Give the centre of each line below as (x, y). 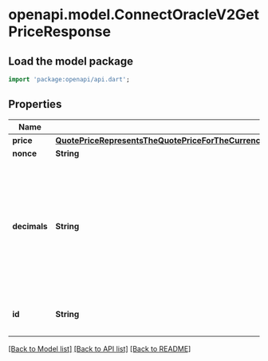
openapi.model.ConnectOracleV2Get (134, 15)
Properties (35, 104)
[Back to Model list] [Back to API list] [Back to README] (100, 348)
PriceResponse (60, 32)
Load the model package (71, 61)
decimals (30, 226)
